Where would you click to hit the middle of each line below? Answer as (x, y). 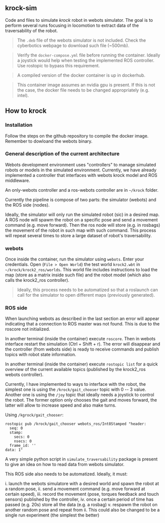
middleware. (18, 180)
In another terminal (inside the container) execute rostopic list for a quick (82, 364)
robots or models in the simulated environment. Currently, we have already (81, 170)
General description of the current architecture (62, 154)
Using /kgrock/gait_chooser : (34, 415)
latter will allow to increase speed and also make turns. (61, 405)
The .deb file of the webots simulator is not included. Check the (82, 40)
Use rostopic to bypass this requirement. (58, 65)
